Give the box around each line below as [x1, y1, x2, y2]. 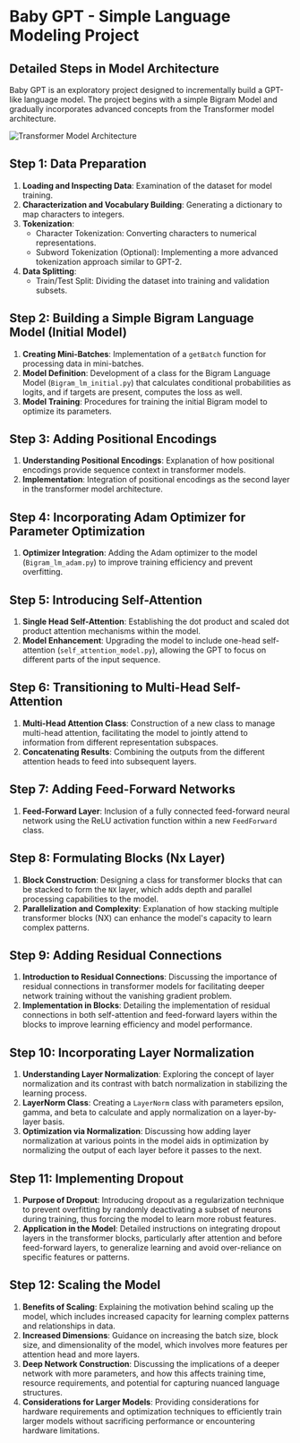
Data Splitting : [21, 266, 77, 277]
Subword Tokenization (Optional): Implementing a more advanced [35, 246, 279, 257]
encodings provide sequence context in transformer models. [21, 465, 246, 475]
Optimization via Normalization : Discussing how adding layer [21, 1126, 252, 1137]
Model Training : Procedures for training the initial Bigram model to [21, 396, 268, 406]
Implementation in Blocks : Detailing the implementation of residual [21, 1000, 270, 1011]
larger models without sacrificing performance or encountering [21, 1415, 255, 1426]
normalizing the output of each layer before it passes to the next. [21, 1145, 262, 1156]
